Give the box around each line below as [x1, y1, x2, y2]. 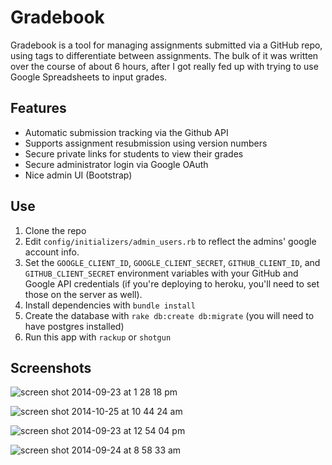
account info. [24, 246, 80, 258]
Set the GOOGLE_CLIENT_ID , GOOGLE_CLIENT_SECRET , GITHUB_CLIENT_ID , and [24, 256, 321, 268]
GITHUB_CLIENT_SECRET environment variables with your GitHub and [24, 267, 299, 279]
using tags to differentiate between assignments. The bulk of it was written [10, 49, 319, 61]
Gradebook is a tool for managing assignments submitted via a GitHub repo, [10, 39, 323, 51]
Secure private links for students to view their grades [24, 147, 244, 160]
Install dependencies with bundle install [24, 299, 196, 311]
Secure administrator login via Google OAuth [24, 158, 209, 170]
